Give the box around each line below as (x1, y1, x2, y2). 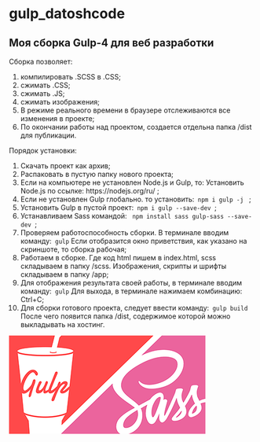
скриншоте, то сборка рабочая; (20, 245, 127, 254)
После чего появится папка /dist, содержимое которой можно (20, 311, 231, 321)
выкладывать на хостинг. (20, 320, 105, 329)
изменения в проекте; (20, 114, 95, 123)
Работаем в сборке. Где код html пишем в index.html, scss (20, 253, 217, 262)
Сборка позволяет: (9, 57, 73, 66)
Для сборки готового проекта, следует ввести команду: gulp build (20, 304, 248, 312)
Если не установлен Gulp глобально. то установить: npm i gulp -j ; (20, 194, 251, 204)
